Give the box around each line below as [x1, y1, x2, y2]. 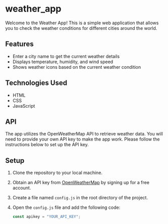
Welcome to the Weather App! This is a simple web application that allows [5, 20, 159, 26]
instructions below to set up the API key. [5, 142, 89, 148]
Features [5, 40, 34, 49]
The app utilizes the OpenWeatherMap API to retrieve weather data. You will [5, 131, 163, 137]
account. [12, 185, 31, 191]
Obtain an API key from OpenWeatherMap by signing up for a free [12, 180, 150, 186]
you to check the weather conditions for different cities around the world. [5, 25, 157, 31]
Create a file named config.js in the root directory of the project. [12, 195, 148, 201]
